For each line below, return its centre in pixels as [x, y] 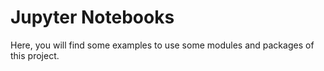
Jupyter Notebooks [92, 17]
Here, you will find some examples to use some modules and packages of [162, 45]
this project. [35, 55]
